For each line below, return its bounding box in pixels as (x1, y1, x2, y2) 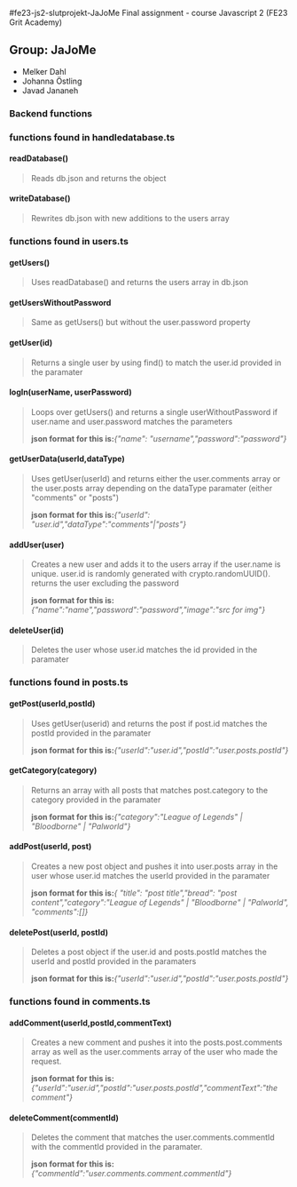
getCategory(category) (9, 765, 98, 776)
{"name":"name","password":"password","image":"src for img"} (30, 604, 266, 616)
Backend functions (9, 107, 93, 119)
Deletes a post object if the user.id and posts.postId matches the (30, 946, 268, 958)
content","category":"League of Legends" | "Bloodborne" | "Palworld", (30, 896, 289, 907)
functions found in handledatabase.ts (9, 131, 176, 143)
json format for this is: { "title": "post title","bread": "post (30, 888, 238, 898)
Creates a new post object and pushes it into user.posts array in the (30, 861, 278, 872)
